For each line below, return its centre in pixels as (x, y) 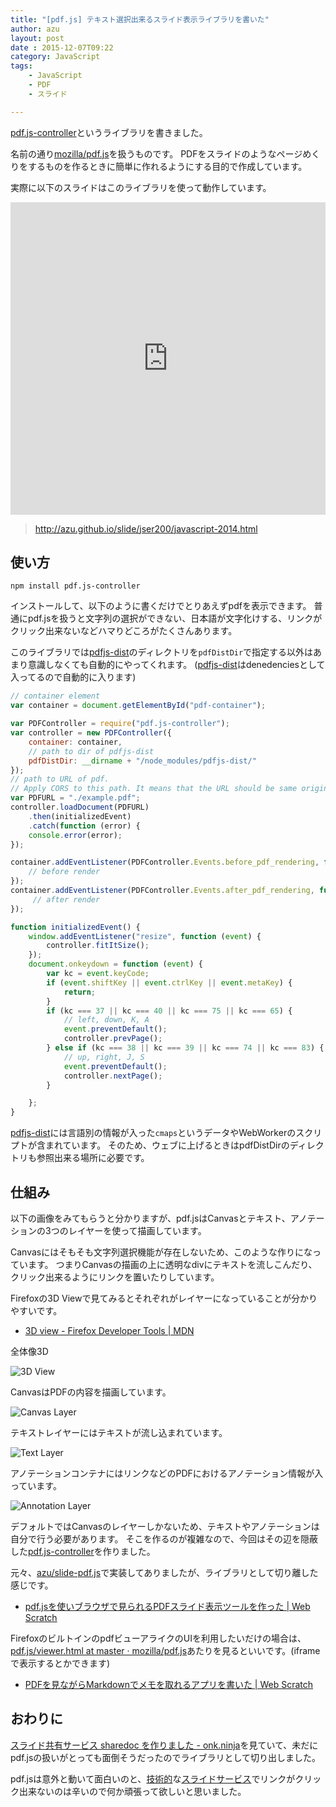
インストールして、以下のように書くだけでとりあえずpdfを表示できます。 (161, 606)
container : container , (75, 742)
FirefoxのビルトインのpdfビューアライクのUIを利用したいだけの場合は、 (158, 1638)
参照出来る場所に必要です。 (93, 1158)
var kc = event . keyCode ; (98, 974)
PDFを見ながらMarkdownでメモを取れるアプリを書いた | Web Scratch (169, 1684)
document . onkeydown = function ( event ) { (115, 964)
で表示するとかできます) (60, 1663)
